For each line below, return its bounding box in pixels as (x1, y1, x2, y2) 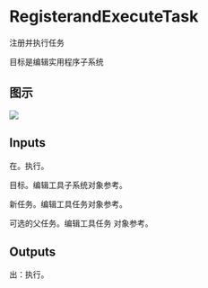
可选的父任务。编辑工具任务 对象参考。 (9, 218, 153, 229)
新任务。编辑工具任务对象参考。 (9, 198, 127, 209)
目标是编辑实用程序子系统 (9, 56, 104, 67)
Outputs (9, 244, 56, 259)
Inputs (9, 135, 47, 150)
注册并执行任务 (9, 37, 65, 48)
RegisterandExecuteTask (9, 6, 199, 27)
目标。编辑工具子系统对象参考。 (9, 179, 127, 190)
